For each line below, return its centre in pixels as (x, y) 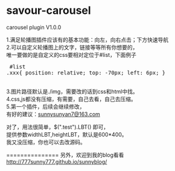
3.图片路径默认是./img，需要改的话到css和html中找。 (72, 91)
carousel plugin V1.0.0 (34, 27)
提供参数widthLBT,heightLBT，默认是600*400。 (67, 134)
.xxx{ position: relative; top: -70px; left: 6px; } (86, 73)
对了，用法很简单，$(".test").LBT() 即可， (58, 127)
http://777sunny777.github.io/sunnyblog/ (57, 161)
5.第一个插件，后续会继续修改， (46, 106)
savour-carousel (49, 11)
